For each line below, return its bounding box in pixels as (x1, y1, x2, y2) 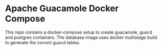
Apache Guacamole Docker (5, 3, 119, 14)
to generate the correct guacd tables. (5, 39, 81, 45)
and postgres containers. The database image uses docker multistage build (5, 34, 158, 40)
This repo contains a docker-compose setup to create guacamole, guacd (5, 29, 153, 35)
